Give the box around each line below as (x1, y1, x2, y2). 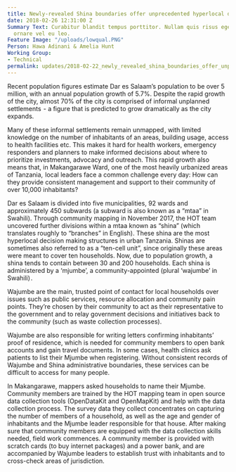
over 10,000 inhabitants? (7, 185, 79, 193)
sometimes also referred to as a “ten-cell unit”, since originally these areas (7, 243, 223, 252)
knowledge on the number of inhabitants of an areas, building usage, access (7, 133, 229, 141)
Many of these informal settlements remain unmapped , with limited (7, 125, 202, 134)
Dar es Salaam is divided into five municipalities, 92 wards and (7, 198, 188, 208)
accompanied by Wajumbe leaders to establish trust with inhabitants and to (7, 449, 225, 457)
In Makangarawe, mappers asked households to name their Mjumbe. (7, 381, 206, 390)
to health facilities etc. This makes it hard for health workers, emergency (7, 140, 216, 148)
